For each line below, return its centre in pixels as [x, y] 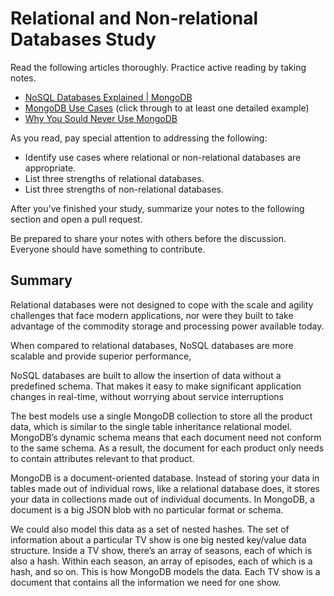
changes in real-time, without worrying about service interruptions [147, 396]
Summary [41, 280]
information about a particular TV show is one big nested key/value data [158, 539]
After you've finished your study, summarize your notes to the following [157, 208]
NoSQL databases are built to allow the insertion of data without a [146, 375]
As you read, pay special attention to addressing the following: [139, 138]
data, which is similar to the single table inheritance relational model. [151, 426]
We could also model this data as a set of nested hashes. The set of [150, 529]
